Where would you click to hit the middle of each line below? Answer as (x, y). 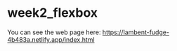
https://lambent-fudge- (136, 32)
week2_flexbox (53, 13)
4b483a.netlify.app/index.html (51, 39)
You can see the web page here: (54, 32)
